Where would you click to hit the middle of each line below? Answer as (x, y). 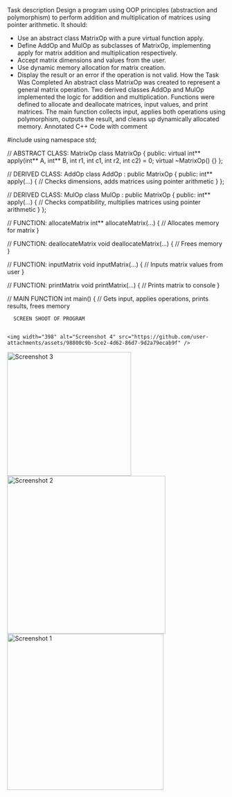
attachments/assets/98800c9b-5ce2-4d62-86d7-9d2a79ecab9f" (94, 343)
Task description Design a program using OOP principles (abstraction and (113, 10)
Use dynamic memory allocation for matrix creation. (91, 68)
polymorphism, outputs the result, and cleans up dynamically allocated (118, 119)
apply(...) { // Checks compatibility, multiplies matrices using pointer (104, 202)
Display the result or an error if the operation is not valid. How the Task (118, 75)
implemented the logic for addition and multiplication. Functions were (116, 97)
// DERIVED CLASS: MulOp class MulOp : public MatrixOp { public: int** (109, 195)
